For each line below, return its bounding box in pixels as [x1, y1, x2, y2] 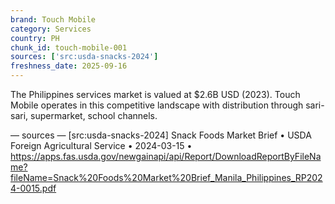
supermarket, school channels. [30, 110, 158, 121]
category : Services [10, 24, 92, 34]
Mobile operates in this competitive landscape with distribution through [10, 99, 304, 111]
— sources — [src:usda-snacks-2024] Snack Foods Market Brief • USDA [10, 129, 312, 141]
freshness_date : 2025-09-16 [10, 61, 128, 71]
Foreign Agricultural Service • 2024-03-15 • [10, 140, 193, 151]
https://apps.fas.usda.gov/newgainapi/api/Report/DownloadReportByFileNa [10, 151, 322, 162]
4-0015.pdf [10, 182, 57, 194]
